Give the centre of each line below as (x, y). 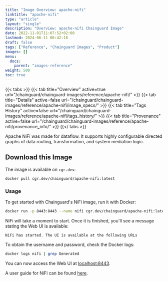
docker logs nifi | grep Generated (42, 253)
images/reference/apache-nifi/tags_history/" (51, 116)
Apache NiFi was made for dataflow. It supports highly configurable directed (84, 136)
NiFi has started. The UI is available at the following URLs (71, 235)
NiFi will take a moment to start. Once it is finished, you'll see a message (80, 220)
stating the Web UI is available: (37, 226)
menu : (11, 56)
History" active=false (27, 110)
